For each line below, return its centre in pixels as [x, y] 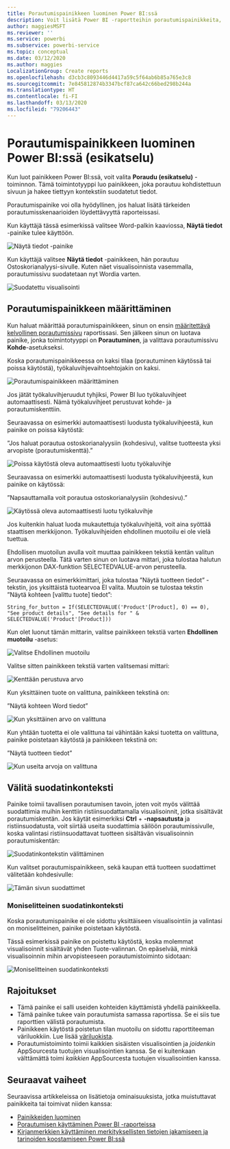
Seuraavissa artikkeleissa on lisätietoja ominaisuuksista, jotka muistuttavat [112, 1097]
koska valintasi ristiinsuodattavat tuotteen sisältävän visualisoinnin [100, 833]
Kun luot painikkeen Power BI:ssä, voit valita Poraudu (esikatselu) [100, 177]
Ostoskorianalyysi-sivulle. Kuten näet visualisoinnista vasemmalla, [100, 266]
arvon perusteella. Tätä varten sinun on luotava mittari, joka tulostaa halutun [114, 559]
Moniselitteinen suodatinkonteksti [65, 906]
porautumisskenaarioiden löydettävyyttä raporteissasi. [84, 212]
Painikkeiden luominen [49, 1117]
